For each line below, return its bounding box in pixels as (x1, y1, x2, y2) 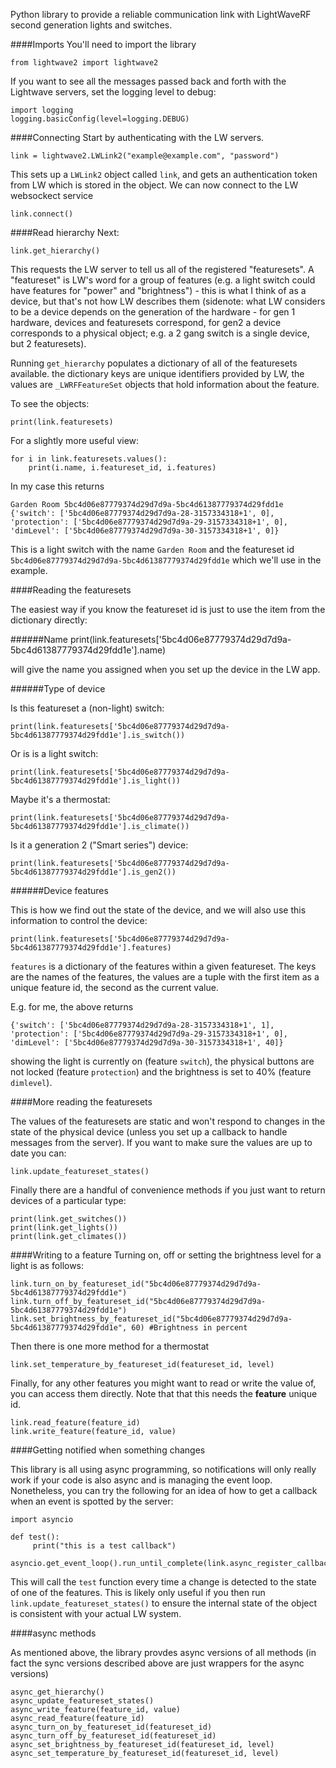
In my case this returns (10, 480, 105, 492)
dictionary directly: (10, 614, 88, 626)
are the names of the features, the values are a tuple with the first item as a (10, 971, 320, 983)
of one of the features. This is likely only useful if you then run (10, 1587, 266, 1598)
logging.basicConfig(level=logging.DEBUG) (10, 114, 190, 124)
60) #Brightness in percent (131, 1323, 248, 1333)
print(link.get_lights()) (10, 1223, 118, 1233)
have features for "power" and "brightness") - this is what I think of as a (10, 285, 307, 296)
